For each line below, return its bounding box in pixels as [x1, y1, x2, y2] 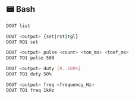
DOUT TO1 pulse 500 [6, 55, 55, 61]
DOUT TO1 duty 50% [6, 71, 52, 77]
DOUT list [6, 22, 31, 29]
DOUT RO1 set [6, 39, 39, 45]
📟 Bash [6, 4, 36, 14]
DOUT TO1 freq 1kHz [6, 87, 55, 93]
